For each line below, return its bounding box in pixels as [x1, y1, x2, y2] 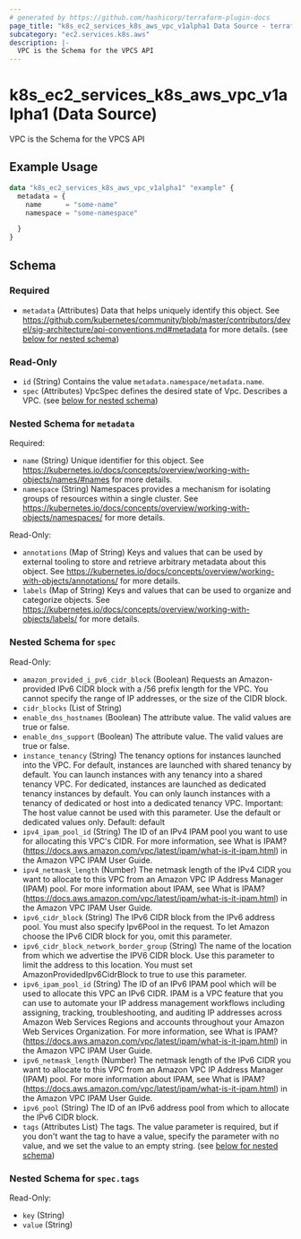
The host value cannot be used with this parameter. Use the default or [21, 807, 281, 818]
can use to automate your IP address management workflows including [21, 997, 285, 1008]
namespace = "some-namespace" [25, 208, 139, 218]
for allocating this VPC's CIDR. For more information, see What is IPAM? [21, 835, 288, 847]
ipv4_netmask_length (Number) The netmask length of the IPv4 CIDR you [21, 864, 292, 874]
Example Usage [9, 159, 99, 175]
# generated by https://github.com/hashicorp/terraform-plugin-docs [9, 13, 271, 22]
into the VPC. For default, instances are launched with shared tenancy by [21, 759, 292, 770]
